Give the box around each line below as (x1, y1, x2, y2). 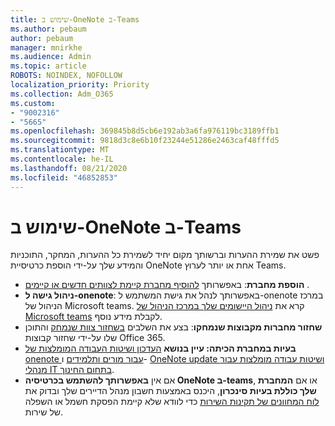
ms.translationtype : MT (10, 145, 110, 155)
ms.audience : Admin (10, 52, 92, 62)
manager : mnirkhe (10, 42, 83, 53)
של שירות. (24, 406, 64, 418)
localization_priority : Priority (10, 80, 150, 90)
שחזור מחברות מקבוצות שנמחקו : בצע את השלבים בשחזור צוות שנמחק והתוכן (24, 321, 323, 333)
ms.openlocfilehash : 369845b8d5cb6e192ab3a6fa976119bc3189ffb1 (10, 126, 280, 136)
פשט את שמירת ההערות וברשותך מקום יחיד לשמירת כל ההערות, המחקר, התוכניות (10, 249, 320, 261)
